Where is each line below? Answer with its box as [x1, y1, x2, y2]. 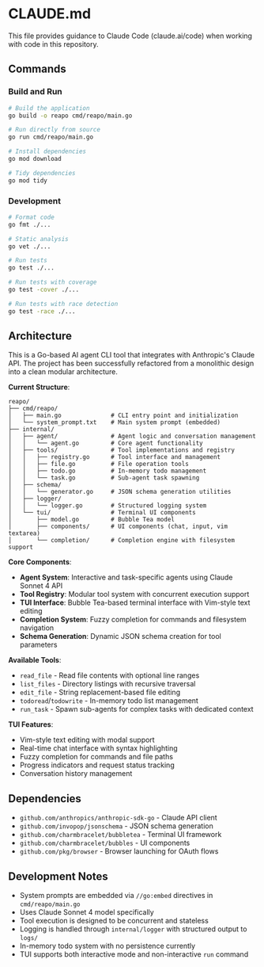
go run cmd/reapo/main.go [8, 133, 93, 141]
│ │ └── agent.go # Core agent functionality [8, 439, 203, 448]
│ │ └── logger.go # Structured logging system [8, 502, 207, 510]
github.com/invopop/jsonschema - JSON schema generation [19, 821, 213, 831]
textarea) [8, 529, 41, 537]
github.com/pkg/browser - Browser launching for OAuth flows [19, 847, 219, 856]
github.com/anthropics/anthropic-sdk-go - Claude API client [19, 813, 217, 823]
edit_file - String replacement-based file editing [19, 687, 180, 698]
